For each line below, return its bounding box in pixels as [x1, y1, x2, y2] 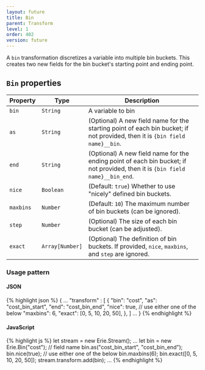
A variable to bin [88, 106, 135, 115]
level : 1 [6, 26, 29, 32]
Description [124, 96, 160, 104]
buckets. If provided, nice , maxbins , [88, 242, 188, 251]
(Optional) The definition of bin [88, 234, 177, 243]
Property [9, 96, 36, 104]
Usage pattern [6, 268, 50, 276]
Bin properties [6, 78, 62, 88]
